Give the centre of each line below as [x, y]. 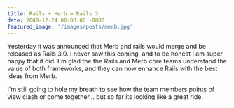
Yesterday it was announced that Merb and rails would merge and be [107, 47]
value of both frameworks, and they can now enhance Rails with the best [112, 69]
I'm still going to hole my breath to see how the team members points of [111, 90]
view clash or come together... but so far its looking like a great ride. [105, 97]
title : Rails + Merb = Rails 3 [53, 14]
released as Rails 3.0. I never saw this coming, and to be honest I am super [115, 54]
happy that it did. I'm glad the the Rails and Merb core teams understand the [117, 61]
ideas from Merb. [32, 76]
